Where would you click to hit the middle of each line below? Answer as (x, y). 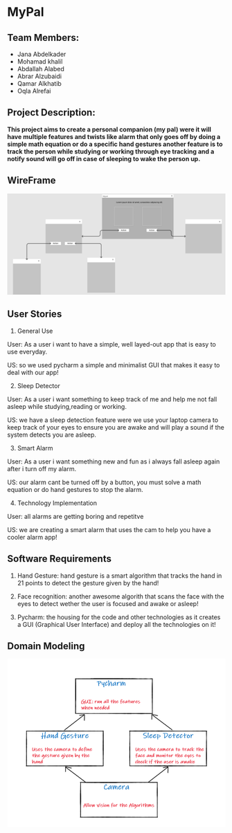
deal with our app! (33, 372)
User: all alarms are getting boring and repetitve (75, 516)
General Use (35, 331)
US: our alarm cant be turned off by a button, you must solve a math (104, 482)
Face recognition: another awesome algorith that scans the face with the (121, 596)
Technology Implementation (57, 503)
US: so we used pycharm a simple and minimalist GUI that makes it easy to (114, 365)
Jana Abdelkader (42, 54)
